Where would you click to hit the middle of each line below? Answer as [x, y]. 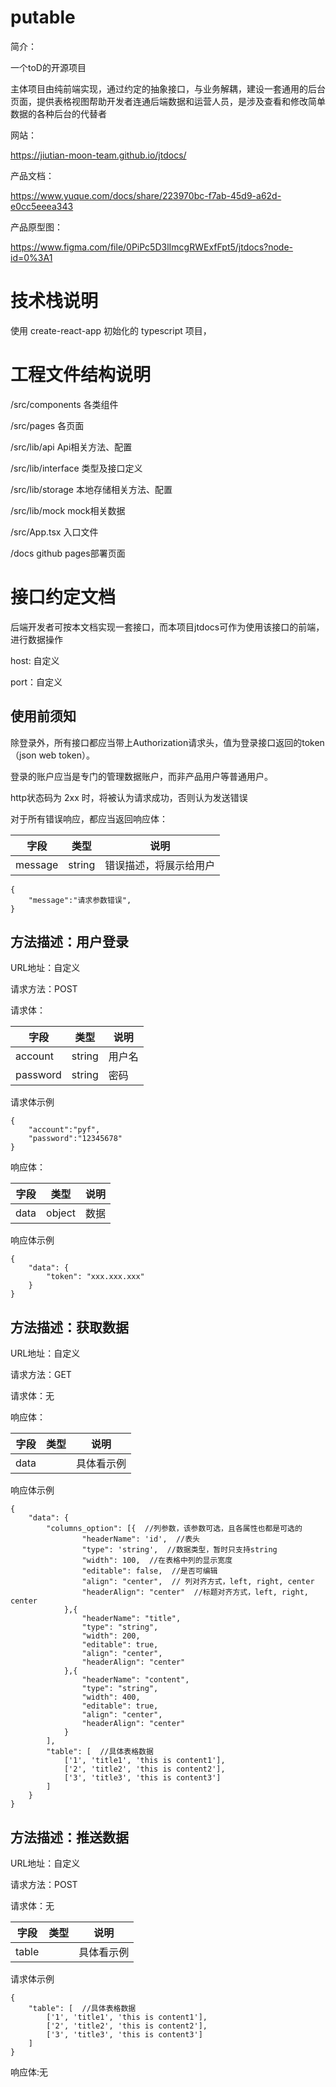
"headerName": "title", [131, 1619]
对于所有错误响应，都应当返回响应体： [89, 818]
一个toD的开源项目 [48, 67]
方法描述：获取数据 [69, 1327]
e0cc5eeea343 [42, 206]
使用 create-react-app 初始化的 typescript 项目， [111, 330]
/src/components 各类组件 [64, 404]
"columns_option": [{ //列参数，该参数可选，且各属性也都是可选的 [174, 1529]
